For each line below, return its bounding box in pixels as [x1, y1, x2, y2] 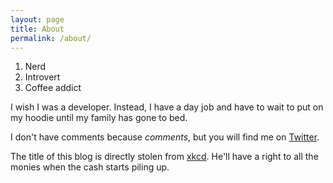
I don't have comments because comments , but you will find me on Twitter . [10, 131, 320, 143]
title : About [10, 24, 65, 34]
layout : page [10, 14, 65, 25]
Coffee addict [24, 82, 82, 94]
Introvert [24, 71, 61, 83]
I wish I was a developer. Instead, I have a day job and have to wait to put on [10, 101, 324, 113]
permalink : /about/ [10, 33, 92, 43]
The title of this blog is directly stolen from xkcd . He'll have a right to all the [10, 151, 319, 163]
